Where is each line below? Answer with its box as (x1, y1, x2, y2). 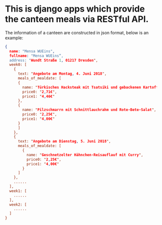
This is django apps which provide (5, 3, 145, 15)
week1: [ (9, 188, 27, 193)
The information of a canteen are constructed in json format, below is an (5, 30, 149, 35)
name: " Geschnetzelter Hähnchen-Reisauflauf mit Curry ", (26, 152, 144, 157)
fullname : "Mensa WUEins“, (9, 53, 64, 58)
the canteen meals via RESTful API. (5, 14, 149, 25)
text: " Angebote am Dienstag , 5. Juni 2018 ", (17, 139, 111, 144)
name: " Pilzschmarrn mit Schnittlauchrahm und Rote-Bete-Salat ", (22, 108, 157, 112)
